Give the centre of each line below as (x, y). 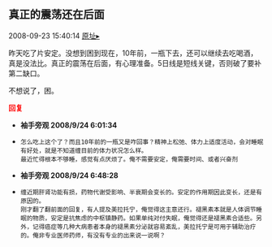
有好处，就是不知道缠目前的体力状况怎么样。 (84, 150)
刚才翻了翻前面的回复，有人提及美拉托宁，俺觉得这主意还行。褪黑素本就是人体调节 (138, 210)
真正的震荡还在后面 (56, 15)
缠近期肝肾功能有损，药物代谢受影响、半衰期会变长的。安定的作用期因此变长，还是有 (141, 192)
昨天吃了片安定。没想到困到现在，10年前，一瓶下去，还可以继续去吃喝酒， (133, 53)
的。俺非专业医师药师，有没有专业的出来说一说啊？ (93, 235)
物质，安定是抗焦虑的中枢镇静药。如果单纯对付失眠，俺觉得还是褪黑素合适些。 (144, 218)
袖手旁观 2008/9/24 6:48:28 (69, 175)
